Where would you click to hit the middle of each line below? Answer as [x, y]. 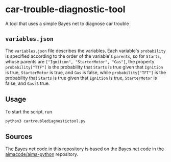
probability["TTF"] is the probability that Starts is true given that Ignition [84, 67]
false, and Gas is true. [28, 83]
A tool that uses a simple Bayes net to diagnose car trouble [67, 24]
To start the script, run [29, 111]
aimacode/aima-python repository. [42, 154]
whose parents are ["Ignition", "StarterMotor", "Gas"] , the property [80, 61]
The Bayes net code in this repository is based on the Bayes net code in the [85, 149]
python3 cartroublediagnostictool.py [45, 121]
